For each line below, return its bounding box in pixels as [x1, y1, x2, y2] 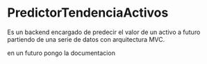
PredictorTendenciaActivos [7, 5, 169, 21]
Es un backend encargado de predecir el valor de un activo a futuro [7, 28, 201, 36]
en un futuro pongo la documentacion [7, 49, 116, 57]
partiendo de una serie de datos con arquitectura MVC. [7, 35, 165, 43]
